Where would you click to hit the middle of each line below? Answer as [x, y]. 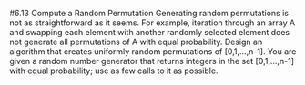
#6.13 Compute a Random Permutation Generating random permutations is [149, 13]
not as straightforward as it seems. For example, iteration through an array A [152, 23]
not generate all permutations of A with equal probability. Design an [136, 42]
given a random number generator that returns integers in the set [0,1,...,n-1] [152, 61]
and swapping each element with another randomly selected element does [149, 32]
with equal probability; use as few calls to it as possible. [114, 71]
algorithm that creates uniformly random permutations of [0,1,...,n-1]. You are [153, 52]
